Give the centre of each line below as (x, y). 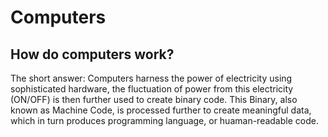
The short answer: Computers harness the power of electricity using (151, 78)
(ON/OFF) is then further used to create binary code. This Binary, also (154, 99)
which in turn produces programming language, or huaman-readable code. (164, 120)
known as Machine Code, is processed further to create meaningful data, (161, 110)
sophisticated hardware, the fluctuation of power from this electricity (152, 89)
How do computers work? (92, 54)
